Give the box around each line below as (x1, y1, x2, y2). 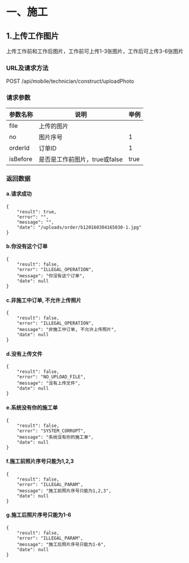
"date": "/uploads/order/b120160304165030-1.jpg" (17, 224, 142, 230)
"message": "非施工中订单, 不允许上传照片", (17, 327, 117, 333)
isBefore (9, 155, 33, 163)
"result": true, (17, 208, 57, 215)
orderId (9, 143, 30, 152)
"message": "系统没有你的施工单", (17, 434, 94, 440)
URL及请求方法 (6, 63, 49, 72)
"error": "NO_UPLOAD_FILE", (17, 374, 86, 380)
